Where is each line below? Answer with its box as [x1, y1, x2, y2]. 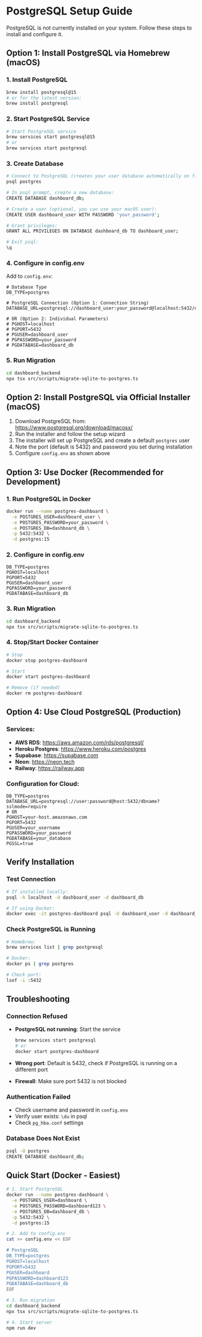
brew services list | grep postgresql [6, 945, 103, 951]
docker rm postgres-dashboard [6, 690, 82, 697]
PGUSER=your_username [6, 825, 61, 831]
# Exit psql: [6, 239, 39, 245]
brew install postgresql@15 [6, 89, 77, 95]
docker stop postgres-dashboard [6, 657, 87, 664]
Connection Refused [6, 1012, 68, 1021]
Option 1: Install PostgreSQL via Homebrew [6, 48, 170, 58]
